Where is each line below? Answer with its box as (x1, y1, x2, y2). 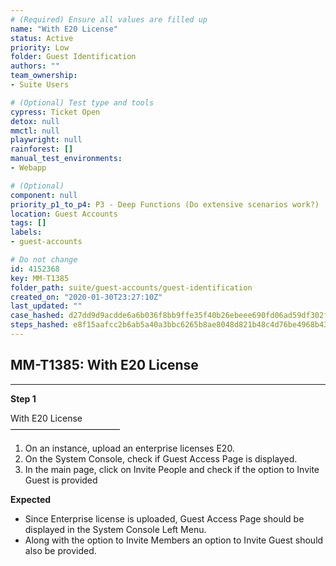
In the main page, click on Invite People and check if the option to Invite (24, 463, 320, 475)
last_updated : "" (10, 301, 83, 311)
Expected (10, 493, 52, 505)
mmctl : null (10, 126, 60, 136)
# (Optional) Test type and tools (10, 97, 155, 108)
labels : (10, 227, 43, 238)
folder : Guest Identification (10, 52, 137, 62)
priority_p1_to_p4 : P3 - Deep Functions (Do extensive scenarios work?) (10, 199, 320, 210)
